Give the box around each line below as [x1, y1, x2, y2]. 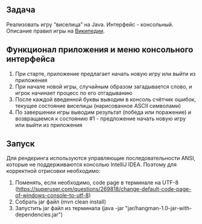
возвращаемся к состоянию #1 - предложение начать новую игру [14, 114, 186, 122]
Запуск [6, 138, 35, 149]
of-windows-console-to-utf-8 [14, 192, 89, 199]
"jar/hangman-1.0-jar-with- [125, 205, 192, 212]
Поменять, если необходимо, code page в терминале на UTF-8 [14, 179, 179, 186]
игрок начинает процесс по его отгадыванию [14, 89, 133, 96]
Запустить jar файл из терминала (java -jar [14, 205, 124, 212]
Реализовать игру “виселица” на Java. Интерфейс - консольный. [6, 20, 174, 28]
